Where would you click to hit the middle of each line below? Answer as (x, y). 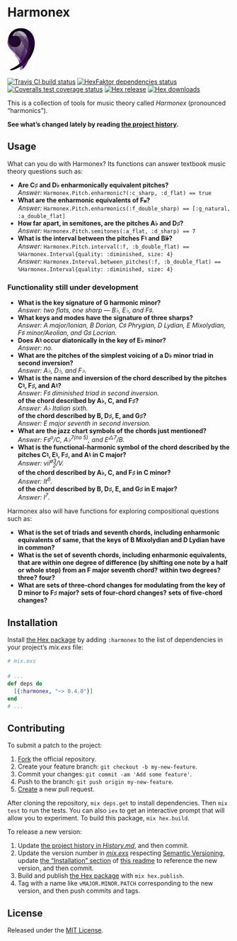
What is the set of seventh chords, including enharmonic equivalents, (122, 555)
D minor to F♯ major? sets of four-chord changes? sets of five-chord (120, 593)
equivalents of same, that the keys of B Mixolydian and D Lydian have (121, 540)
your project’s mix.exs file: (45, 647)
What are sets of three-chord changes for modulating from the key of (121, 585)
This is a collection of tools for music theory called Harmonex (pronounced (117, 103)
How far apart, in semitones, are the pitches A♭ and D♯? (100, 223)
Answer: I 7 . (34, 497)
